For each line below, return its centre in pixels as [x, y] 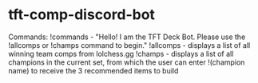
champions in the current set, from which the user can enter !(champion [127, 62]
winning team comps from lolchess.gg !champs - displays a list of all [121, 53]
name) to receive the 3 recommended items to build [93, 70]
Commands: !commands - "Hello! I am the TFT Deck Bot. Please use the [127, 37]
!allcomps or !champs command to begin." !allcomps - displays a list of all [129, 45]
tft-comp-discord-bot [82, 15]
